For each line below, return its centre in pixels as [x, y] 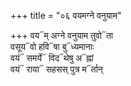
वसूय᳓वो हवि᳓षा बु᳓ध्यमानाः [52, 46]
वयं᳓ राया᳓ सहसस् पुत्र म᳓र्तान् [56, 69]
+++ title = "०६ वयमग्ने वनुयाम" [66, 15]
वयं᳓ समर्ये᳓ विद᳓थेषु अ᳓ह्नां [52, 58]
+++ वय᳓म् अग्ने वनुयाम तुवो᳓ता [62, 35]
